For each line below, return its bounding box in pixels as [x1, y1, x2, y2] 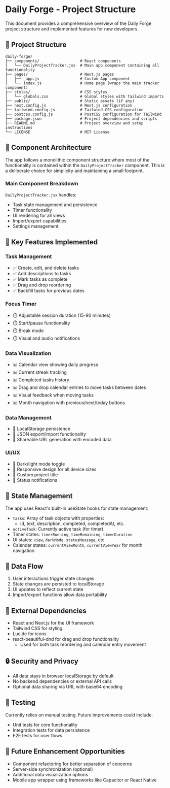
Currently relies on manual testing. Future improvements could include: [5, 712, 153, 718]
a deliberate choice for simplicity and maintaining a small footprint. [5, 168, 144, 174]
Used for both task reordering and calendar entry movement [20, 641, 146, 648]
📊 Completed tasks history [12, 377, 70, 383]
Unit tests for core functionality [12, 721, 77, 728]
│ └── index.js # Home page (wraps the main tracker [5, 80, 159, 86]
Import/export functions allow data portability [12, 592, 107, 598]
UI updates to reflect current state [12, 586, 83, 593]
